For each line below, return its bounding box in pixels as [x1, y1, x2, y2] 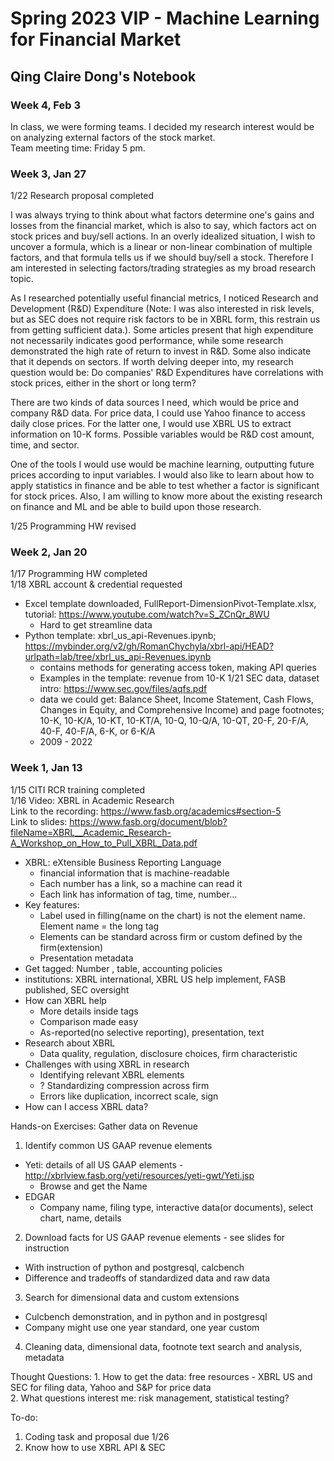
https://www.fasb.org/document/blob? [69, 815, 228, 827]
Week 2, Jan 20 [10, 545, 88, 559]
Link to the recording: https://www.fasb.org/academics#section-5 [10, 805, 282, 817]
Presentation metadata [39, 952, 134, 964]
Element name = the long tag [39, 920, 160, 932]
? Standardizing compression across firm [39, 1079, 210, 1091]
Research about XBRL [24, 1037, 115, 1049]
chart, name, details [39, 1212, 122, 1224]
